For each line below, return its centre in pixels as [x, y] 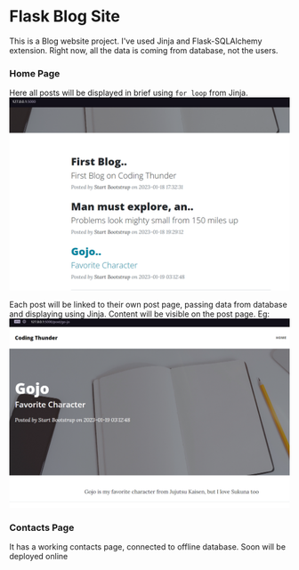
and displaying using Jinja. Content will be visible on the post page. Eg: [139, 314]
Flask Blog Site [65, 16]
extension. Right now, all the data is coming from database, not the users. [144, 50]
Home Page [35, 73]
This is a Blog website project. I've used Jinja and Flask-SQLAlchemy [136, 41]
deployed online [39, 557]
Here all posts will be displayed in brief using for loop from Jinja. [129, 93]
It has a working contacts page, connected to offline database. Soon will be [148, 547]
